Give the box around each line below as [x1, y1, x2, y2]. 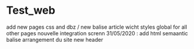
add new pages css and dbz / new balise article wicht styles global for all [6, 23, 187, 30]
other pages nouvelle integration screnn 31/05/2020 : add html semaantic [6, 29, 188, 36]
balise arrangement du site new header [6, 36, 103, 43]
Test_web [6, 4, 56, 17]
